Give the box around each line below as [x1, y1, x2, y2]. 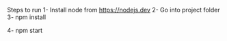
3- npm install [7, 13, 46, 21]
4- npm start [7, 27, 43, 34]
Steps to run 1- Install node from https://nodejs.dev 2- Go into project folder [7, 6, 220, 14]
